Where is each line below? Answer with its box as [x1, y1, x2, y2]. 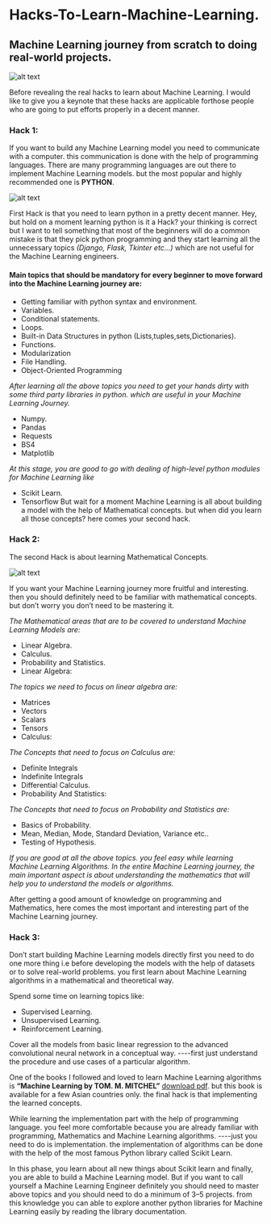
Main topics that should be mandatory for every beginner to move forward [9, 270, 263, 279]
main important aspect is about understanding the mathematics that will [9, 870, 251, 879]
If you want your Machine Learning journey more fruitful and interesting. [9, 583, 249, 593]
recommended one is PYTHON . [9, 178, 115, 187]
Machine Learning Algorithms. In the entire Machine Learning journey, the [9, 861, 255, 871]
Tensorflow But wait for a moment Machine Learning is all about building [20, 497, 262, 506]
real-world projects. [9, 50, 112, 64]
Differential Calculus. [20, 780, 91, 790]
